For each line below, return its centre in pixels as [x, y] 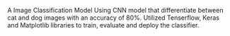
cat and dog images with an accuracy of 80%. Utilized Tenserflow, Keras [113, 18]
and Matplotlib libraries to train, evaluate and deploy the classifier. [103, 25]
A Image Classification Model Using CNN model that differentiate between [115, 10]
